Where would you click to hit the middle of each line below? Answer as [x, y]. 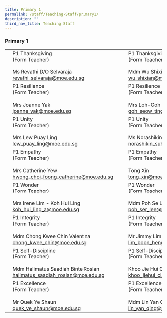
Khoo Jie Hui [143, 269]
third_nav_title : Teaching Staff [40, 24]
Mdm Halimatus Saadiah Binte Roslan [56, 269]
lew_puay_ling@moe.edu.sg [45, 143]
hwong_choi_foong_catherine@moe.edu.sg [63, 177]
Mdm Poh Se [143, 203]
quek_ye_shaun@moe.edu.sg [47, 308]
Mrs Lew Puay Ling [35, 137]
